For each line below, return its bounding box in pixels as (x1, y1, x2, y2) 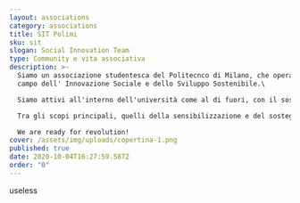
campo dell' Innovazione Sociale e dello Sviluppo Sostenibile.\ (17, 79, 266, 88)
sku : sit (9, 37, 42, 47)
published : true (9, 144, 70, 153)
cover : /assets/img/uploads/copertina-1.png (9, 135, 178, 145)
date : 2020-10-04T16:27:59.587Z (9, 152, 129, 161)
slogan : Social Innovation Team (9, 46, 129, 55)
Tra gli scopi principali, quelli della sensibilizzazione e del (17, 111, 266, 120)
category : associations (9, 21, 98, 30)
